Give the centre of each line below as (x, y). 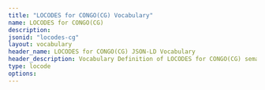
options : (22, 74)
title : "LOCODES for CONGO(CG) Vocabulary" (81, 15)
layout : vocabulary (40, 45)
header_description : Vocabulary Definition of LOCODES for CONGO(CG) (125, 59)
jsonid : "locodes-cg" (44, 37)
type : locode (30, 67)
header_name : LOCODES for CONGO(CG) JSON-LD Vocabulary (102, 52)
